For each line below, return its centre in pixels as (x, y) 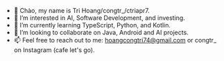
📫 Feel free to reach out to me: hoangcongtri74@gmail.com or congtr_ (115, 40)
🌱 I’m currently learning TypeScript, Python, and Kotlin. (92, 25)
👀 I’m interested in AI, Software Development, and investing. (99, 18)
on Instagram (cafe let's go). (54, 50)
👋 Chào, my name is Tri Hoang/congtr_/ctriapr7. (82, 11)
